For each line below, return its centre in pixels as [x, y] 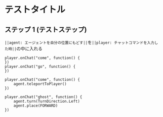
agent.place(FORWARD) [36, 106]
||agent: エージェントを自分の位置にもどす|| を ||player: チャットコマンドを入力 [80, 42]
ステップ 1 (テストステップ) [46, 29]
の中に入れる [30, 49]
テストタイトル [35, 10]
